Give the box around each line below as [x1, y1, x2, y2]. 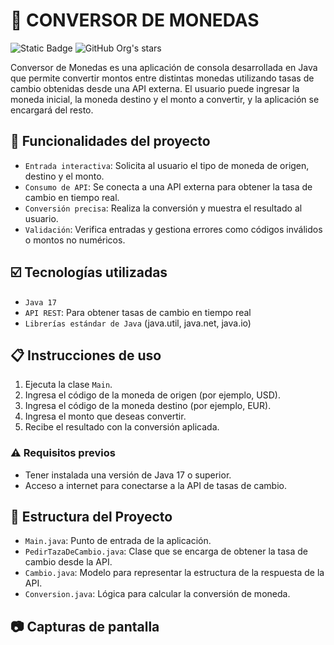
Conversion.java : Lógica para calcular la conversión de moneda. [24, 588, 291, 600]
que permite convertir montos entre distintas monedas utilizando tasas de [10, 72, 315, 84]
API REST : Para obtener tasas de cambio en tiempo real [24, 306, 252, 318]
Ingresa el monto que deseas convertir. [24, 410, 187, 423]
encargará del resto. [10, 104, 94, 116]
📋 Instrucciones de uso [10, 347, 162, 364]
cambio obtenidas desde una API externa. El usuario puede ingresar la [10, 82, 300, 94]
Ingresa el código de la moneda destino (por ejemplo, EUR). [24, 400, 272, 412]
